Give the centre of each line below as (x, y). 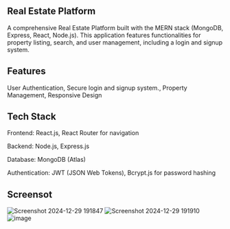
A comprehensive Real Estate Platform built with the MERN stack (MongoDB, (115, 27)
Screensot (30, 194)
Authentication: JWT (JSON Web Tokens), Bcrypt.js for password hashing (112, 173)
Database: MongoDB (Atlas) (46, 160)
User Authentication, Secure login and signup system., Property (97, 88)
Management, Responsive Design (55, 95)
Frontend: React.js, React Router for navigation (73, 133)
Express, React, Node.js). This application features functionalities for (104, 35)
